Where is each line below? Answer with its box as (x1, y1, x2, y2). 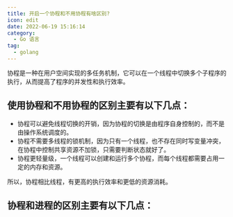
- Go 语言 (13, 36, 40, 43)
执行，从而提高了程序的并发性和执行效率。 (7, 77, 129, 85)
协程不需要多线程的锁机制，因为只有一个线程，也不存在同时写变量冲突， (17, 137, 225, 145)
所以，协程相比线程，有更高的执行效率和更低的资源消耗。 (7, 177, 172, 186)
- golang (13, 49, 39, 56)
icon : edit (7, 17, 39, 24)
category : (7, 29, 36, 37)
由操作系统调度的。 (17, 128, 73, 136)
